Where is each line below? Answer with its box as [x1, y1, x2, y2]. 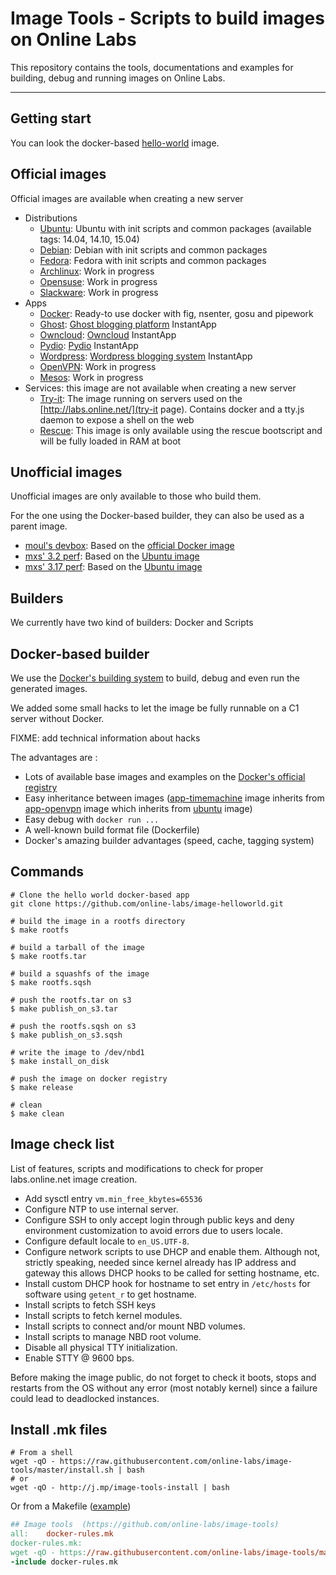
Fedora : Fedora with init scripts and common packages [39, 254, 267, 266]
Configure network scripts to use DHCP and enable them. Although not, [24, 1245, 320, 1257]
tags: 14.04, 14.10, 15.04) [39, 233, 140, 245]
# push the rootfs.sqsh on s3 [10, 1021, 137, 1031]
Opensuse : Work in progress [39, 275, 158, 287]
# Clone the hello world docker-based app [10, 890, 190, 900]
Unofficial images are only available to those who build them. [10, 490, 262, 502]
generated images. [10, 683, 88, 694]
